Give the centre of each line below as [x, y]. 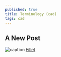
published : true [21, 9]
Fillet [30, 50]
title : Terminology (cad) [31, 14]
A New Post [23, 38]
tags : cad [15, 18]
